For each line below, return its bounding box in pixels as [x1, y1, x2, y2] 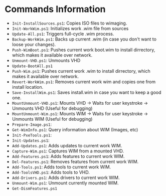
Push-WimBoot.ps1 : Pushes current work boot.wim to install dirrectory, [12, 47, 155, 53]
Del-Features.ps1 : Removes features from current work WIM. [12, 158, 139, 164]
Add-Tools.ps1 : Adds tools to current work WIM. [12, 164, 111, 170]
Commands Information [5, 4, 106, 15]
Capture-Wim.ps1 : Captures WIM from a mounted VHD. [12, 148, 124, 154]
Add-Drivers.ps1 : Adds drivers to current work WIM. [12, 174, 120, 180]
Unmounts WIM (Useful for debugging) [12, 116, 93, 122]
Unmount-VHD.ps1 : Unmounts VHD [12, 57, 81, 63]
